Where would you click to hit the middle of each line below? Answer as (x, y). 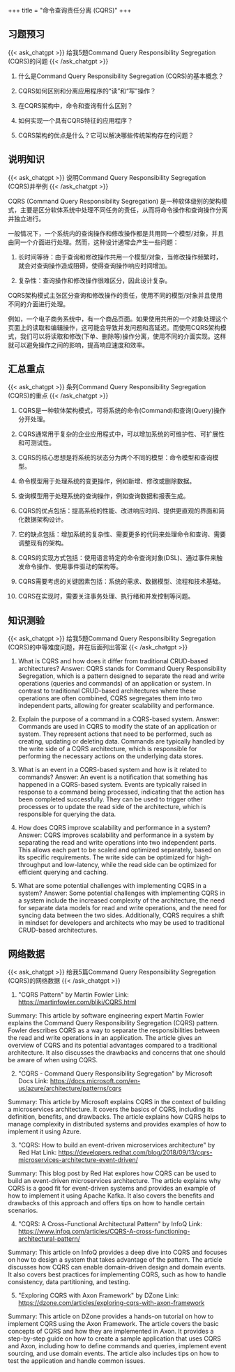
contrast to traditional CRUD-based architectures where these (107, 691)
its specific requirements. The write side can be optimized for (106, 857)
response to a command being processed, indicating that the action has (121, 792)
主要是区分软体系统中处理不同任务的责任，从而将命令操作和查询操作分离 (124, 210)
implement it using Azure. (45, 1131)
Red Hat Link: (37, 1152)
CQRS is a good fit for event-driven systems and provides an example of (112, 1189)
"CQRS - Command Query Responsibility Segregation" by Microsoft (115, 1073)
